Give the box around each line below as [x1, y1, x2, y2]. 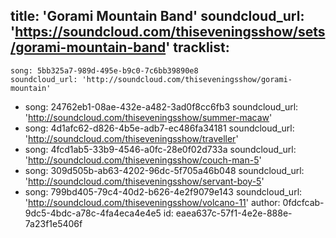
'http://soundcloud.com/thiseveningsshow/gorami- [81, 74, 293, 84]
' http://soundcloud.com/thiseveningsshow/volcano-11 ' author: [24, 196, 281, 208]
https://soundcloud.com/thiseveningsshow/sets [14, 24, 326, 41]
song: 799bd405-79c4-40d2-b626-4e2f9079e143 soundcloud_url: [24, 185, 303, 198]
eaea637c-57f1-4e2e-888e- [175, 207, 293, 219]
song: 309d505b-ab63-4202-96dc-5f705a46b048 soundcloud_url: [24, 164, 305, 176]
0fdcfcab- [282, 196, 325, 208]
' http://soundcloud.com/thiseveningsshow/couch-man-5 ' [24, 154, 262, 166]
